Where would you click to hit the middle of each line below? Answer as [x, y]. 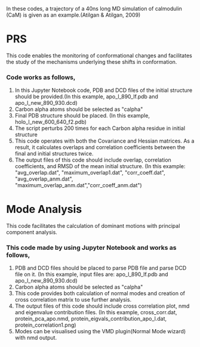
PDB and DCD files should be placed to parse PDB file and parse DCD [101, 268]
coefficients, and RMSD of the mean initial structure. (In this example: [100, 166]
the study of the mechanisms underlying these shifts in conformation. [92, 61]
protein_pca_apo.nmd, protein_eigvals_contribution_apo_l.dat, [91, 319]
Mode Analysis [44, 210]
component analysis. [32, 233]
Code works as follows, [41, 77]
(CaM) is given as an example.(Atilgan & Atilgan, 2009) [73, 15]
